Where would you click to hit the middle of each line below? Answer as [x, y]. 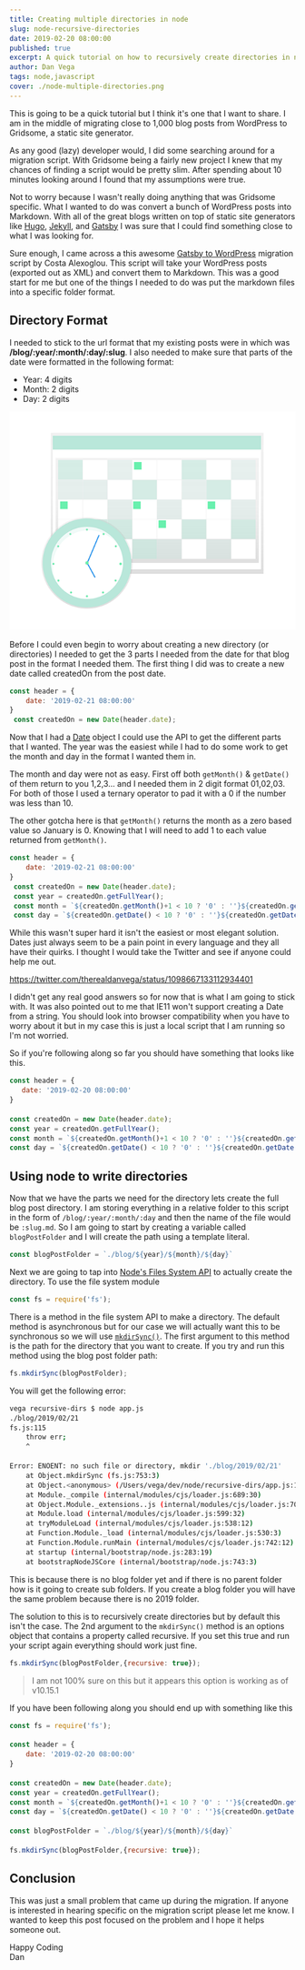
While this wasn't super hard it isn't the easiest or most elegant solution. [144, 933]
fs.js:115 [28, 1428]
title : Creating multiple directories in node [99, 19]
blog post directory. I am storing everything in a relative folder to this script [149, 1208]
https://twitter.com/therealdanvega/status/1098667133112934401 [132, 980]
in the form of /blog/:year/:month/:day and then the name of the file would [150, 1218]
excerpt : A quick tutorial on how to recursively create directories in [150, 58]
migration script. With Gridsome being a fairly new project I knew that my [146, 160]
